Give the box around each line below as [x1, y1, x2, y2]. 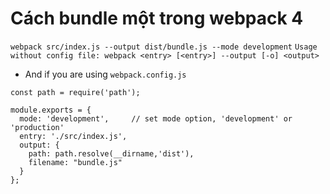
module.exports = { [10, 105, 92, 115]
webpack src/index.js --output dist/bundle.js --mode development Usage [10, 42, 318, 52]
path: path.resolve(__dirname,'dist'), [28, 148, 195, 159]
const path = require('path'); [10, 87, 141, 97]
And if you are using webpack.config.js [24, 68, 187, 80]
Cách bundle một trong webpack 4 [10, 7, 304, 30]
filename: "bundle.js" [28, 157, 123, 167]
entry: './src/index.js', [19, 131, 128, 141]
